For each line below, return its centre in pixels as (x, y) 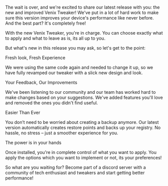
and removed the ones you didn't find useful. (52, 103)
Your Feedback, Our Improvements (41, 82)
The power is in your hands (33, 143)
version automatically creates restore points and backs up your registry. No (83, 128)
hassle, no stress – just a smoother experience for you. (62, 133)
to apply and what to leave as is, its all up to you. (55, 38)
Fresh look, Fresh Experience (35, 58)
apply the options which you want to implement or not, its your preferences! (83, 158)
